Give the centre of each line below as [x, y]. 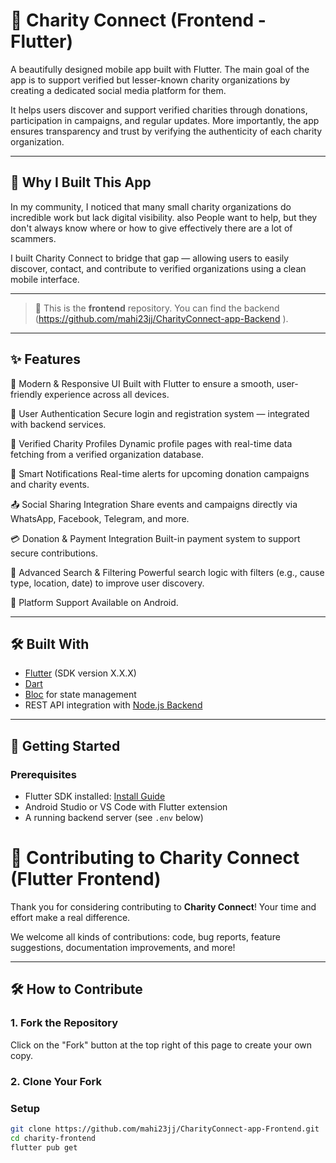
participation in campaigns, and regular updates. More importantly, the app [165, 120]
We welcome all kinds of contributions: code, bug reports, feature [145, 937]
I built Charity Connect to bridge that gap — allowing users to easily [150, 258]
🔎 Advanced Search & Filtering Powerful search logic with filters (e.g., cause [167, 572]
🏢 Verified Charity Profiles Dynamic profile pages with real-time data [151, 443]
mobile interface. [45, 279]
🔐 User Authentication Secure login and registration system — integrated [160, 413]
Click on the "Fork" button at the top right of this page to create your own [161, 1045]
